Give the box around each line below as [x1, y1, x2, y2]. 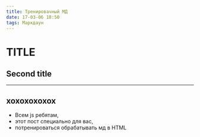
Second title [6, 69, 52, 79]
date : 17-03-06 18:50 [6, 14, 60, 20]
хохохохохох [6, 95, 57, 106]
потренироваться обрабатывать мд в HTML [14, 124, 127, 131]
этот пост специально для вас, [14, 118, 93, 125]
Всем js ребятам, [14, 111, 59, 119]
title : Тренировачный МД [6, 8, 68, 15]
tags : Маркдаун [6, 20, 44, 26]
